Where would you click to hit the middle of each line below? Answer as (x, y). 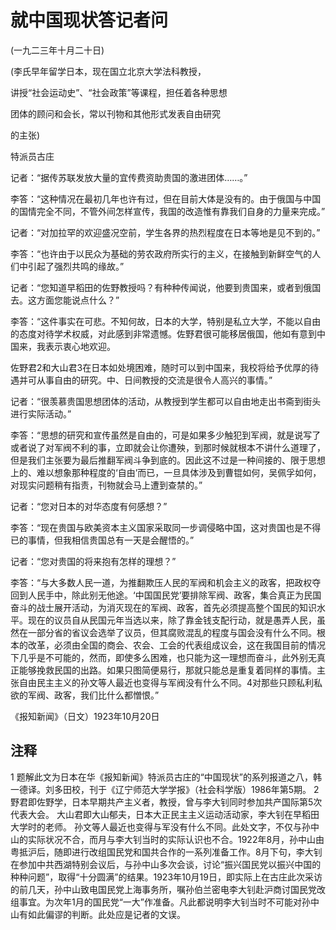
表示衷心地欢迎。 (80, 346)
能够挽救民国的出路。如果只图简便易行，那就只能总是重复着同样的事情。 (167, 670)
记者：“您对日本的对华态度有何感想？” (89, 506)
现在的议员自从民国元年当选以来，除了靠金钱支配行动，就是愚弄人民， (172, 620)
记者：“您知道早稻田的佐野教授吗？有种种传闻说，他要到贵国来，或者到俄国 (166, 287)
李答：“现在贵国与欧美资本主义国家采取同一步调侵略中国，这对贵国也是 (157, 527)
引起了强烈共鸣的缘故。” (76, 266)
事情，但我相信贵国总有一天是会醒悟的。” (111, 540)
